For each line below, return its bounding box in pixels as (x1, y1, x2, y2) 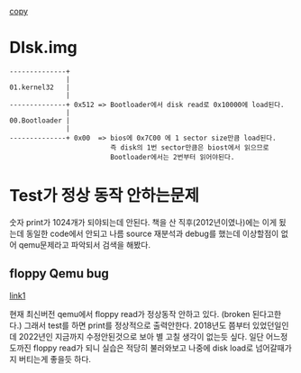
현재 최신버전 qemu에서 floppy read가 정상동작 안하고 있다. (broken (9, 308, 251, 319)
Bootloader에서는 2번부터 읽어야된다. (109, 152, 235, 161)
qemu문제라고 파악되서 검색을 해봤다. (18, 239, 151, 250)
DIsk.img (9, 38, 78, 58)
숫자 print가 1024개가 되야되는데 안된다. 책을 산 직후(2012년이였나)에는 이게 (9, 216, 278, 227)
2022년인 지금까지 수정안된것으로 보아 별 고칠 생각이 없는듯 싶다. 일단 (18, 331, 264, 341)
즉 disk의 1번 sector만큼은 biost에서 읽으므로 (109, 142, 269, 152)
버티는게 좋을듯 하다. (18, 353, 92, 364)
